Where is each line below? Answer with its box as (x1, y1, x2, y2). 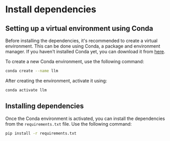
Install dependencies (5, 4, 96, 15)
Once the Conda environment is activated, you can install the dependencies (5, 115, 165, 122)
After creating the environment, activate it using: (5, 77, 108, 84)
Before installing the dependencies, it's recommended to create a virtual (5, 37, 158, 44)
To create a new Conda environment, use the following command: (5, 58, 144, 65)
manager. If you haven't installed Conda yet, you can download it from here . (5, 49, 165, 54)
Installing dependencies (5, 102, 84, 111)
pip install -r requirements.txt (5, 131, 77, 136)
